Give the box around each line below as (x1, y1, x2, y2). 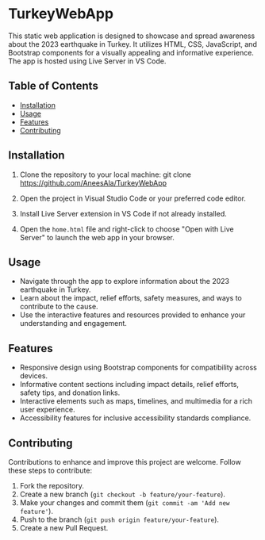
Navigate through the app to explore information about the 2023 (19, 277, 230, 286)
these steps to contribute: (8, 465, 93, 475)
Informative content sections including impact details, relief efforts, (19, 380, 240, 389)
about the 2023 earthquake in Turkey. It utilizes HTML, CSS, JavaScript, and (8, 39, 258, 48)
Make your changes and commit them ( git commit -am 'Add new (19, 498, 230, 507)
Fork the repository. (19, 481, 85, 490)
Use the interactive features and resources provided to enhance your (19, 310, 246, 320)
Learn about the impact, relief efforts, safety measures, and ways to (19, 293, 242, 303)
